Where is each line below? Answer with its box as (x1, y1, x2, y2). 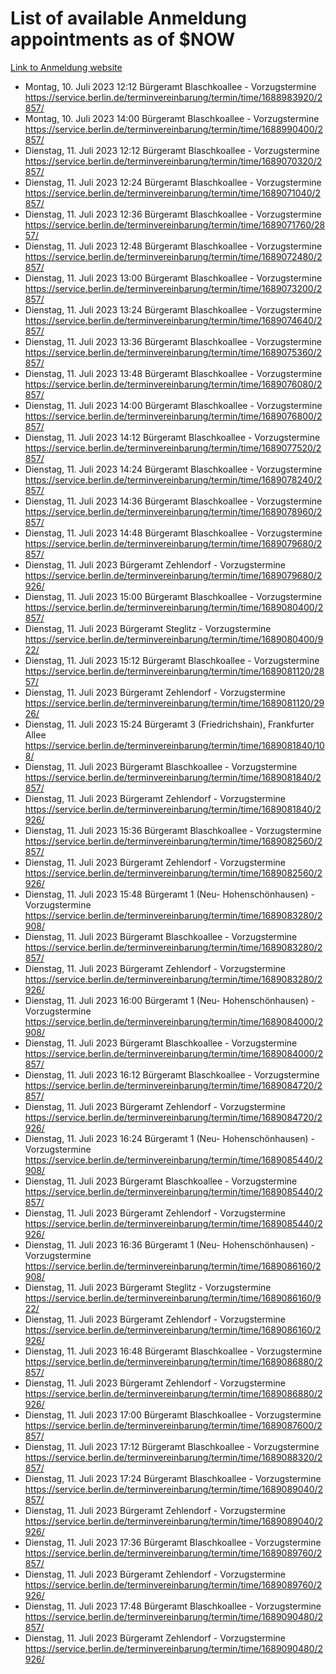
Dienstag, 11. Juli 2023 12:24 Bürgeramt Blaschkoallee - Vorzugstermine (24, 176, 322, 188)
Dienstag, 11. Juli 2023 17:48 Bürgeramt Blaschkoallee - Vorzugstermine (24, 1600, 322, 1612)
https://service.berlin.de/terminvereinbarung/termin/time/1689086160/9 (24, 1292, 322, 1304)
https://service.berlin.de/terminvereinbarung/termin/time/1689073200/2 (24, 282, 323, 294)
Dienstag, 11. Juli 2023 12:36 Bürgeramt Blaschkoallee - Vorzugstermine (24, 208, 322, 220)
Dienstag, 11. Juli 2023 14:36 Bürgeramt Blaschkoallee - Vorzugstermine (24, 495, 323, 507)
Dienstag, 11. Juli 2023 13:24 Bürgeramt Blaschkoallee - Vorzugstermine (24, 303, 322, 316)
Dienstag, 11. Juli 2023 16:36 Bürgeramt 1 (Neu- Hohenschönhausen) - (24, 1238, 315, 1251)
